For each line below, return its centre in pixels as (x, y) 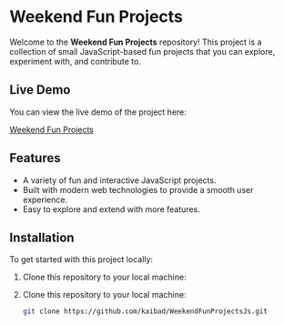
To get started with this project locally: (81, 259)
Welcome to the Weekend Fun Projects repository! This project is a (136, 42)
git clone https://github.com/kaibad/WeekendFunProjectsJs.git (145, 311)
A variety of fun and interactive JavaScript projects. (119, 180)
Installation (42, 237)
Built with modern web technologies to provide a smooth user (138, 189)
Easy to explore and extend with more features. (111, 209)
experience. (45, 199)
